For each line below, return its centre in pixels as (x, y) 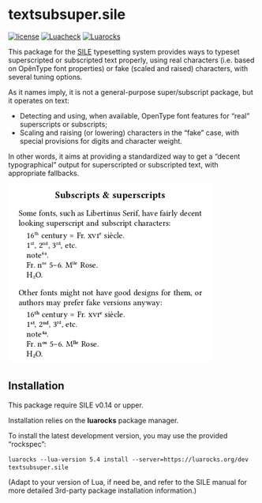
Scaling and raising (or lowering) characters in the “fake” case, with (129, 133)
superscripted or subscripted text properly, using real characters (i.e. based (131, 60)
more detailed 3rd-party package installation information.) (103, 490)
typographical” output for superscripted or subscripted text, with (113, 164)
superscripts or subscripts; (64, 124)
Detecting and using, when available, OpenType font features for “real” (135, 115)
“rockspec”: (27, 444)
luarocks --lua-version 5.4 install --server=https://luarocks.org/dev (128, 460)
